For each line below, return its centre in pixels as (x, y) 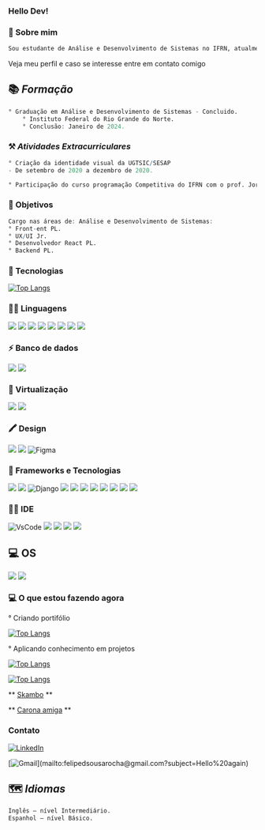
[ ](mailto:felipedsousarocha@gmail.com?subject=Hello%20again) (128, 763)
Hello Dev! (28, 11)
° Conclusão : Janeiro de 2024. (74, 126)
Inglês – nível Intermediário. (60, 811)
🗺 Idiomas (37, 789)
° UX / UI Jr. (28, 236)
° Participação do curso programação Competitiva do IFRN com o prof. (127, 185)
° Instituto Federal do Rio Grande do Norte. (99, 119)
